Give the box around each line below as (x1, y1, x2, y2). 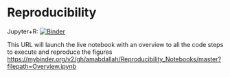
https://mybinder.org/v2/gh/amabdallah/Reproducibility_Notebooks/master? (7, 55, 222, 63)
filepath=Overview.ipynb (7, 62, 77, 70)
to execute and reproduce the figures (7, 48, 113, 56)
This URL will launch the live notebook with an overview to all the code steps (7, 40, 224, 48)
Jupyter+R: (7, 27, 39, 35)
